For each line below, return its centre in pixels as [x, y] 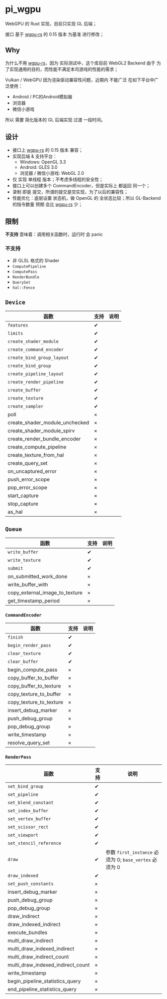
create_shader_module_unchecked [48, 423]
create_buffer [24, 390]
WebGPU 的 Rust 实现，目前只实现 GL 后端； [51, 23]
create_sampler [26, 406]
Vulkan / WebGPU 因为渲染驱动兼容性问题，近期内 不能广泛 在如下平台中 [80, 80]
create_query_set [28, 463]
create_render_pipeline [36, 382]
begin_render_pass [29, 645]
